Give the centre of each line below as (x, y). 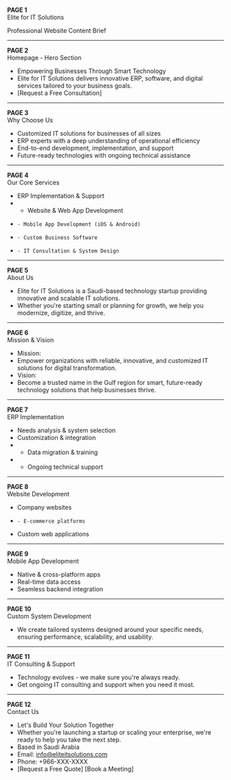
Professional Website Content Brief (57, 31)
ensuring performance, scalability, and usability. (85, 637)
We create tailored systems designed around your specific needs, (110, 630)
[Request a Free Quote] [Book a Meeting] (75, 769)
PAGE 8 (18, 487)
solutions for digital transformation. (67, 368)
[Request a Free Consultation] (59, 93)
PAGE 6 (18, 333)
